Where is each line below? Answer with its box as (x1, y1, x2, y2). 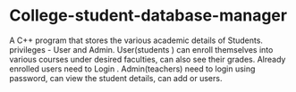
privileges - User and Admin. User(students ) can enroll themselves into (9, 44, 274, 54)
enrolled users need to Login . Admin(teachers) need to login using (9, 63, 256, 74)
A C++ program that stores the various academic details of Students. (9, 35, 264, 46)
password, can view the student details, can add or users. (9, 72, 223, 83)
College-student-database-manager (9, 5, 288, 26)
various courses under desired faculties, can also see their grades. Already (9, 54, 286, 64)
